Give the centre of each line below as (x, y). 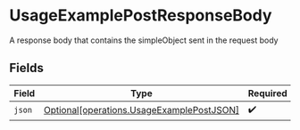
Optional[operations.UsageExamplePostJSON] (141, 110)
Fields (27, 68)
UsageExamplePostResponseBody (141, 16)
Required (267, 93)
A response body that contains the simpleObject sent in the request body (144, 40)
